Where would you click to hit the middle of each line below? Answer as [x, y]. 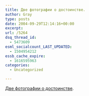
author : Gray [19, 14]
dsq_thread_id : [21, 38]
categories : [17, 65]
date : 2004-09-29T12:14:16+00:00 [40, 24]
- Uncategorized [26, 70]
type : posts [17, 19]
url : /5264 [16, 33]
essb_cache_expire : [25, 56]
